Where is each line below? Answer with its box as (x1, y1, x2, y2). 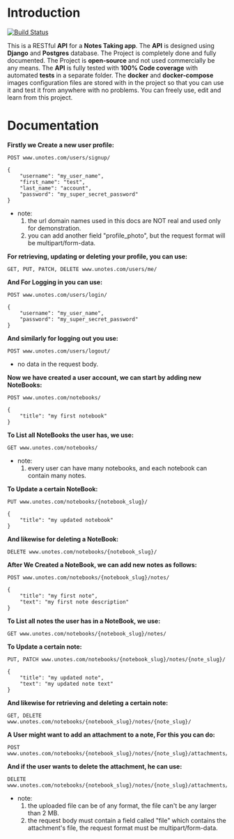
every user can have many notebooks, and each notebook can (27, 463, 208, 472)
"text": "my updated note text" (19, 680, 114, 687)
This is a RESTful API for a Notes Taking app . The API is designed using (7, 41, 214, 49)
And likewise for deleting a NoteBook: (7, 534, 119, 543)
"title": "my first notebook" (19, 413, 108, 419)
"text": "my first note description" (19, 598, 130, 606)
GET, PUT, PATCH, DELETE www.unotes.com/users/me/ (7, 265, 157, 272)
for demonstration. (27, 224, 81, 232)
